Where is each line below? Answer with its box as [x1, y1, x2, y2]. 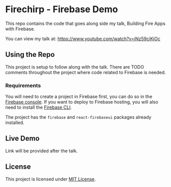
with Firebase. [5, 25, 35, 32]
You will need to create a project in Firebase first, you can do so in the [5, 93, 153, 100]
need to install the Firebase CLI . [5, 104, 72, 110]
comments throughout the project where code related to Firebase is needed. [5, 69, 166, 75]
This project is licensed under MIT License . [5, 176, 96, 182]
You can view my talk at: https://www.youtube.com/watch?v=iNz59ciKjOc [5, 36, 161, 42]
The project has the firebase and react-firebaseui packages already [5, 114, 152, 120]
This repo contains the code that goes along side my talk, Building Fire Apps [5, 20, 166, 26]
